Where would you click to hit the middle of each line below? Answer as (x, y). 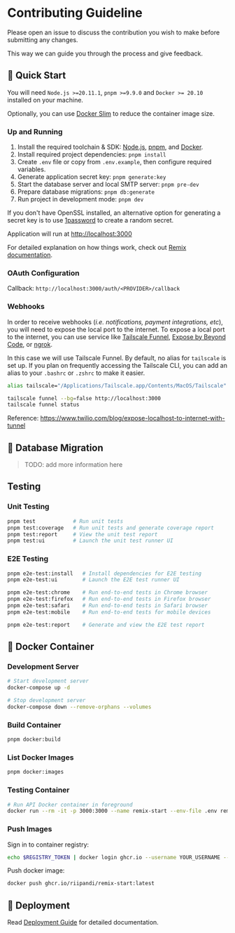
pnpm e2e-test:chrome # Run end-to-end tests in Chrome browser (108, 593)
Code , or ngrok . (30, 344)
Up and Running (35, 131)
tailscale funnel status (43, 405)
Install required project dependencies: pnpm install (92, 154)
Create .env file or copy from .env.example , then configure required (114, 162)
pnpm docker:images (36, 772)
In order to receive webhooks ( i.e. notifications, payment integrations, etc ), (115, 322)
